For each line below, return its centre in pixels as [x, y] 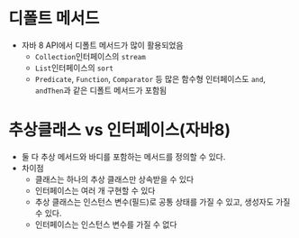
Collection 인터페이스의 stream [90, 56]
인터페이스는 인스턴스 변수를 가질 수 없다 [106, 224]
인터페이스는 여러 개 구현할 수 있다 [95, 190]
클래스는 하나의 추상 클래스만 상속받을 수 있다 [114, 179]
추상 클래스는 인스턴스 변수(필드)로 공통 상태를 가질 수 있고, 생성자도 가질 [163, 201]
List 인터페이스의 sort [74, 68]
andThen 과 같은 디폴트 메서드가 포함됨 [101, 90]
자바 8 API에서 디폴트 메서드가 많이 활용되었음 [102, 45]
